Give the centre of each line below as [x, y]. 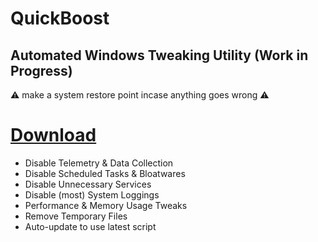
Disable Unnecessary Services [88, 184]
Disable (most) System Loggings [92, 194]
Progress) [41, 70]
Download [53, 135]
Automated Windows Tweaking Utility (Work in [159, 55]
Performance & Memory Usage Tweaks [106, 205]
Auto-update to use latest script [90, 226]
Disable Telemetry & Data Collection [99, 163]
